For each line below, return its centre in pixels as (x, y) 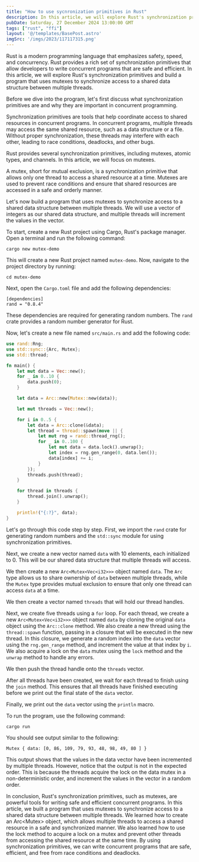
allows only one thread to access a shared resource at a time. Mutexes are (97, 177)
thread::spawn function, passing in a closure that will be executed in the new (99, 632)
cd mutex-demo (24, 277)
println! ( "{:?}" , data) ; (47, 512)
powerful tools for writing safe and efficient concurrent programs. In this (94, 802)
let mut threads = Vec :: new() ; (55, 409)
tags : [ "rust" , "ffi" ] (34, 28)
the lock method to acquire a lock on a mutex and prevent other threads (94, 834)
